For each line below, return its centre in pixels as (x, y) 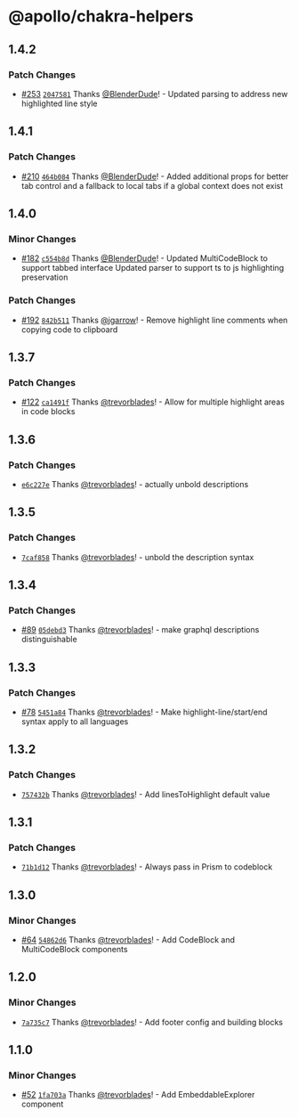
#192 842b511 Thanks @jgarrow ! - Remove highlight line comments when (154, 320)
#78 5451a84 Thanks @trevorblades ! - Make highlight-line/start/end (144, 712)
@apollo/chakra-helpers (101, 16)
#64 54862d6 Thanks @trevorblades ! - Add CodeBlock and (128, 940)
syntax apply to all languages (75, 721)
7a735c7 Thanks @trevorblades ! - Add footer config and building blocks (152, 1022)
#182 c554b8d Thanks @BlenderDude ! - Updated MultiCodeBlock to (145, 258)
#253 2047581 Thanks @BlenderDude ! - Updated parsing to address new (154, 94)
